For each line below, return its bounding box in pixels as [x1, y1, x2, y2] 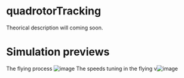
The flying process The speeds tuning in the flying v [6, 65, 157, 72]
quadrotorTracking [6, 4, 102, 18]
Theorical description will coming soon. [6, 24, 103, 31]
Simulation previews [6, 45, 110, 59]
